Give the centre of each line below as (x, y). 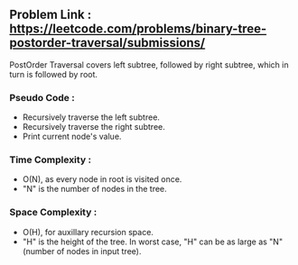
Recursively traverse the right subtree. (93, 127)
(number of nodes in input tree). (82, 251)
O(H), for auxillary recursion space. (88, 232)
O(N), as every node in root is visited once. (102, 179)
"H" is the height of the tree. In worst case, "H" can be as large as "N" (152, 242)
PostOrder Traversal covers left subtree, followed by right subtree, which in (149, 64)
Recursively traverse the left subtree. (91, 117)
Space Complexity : (53, 213)
